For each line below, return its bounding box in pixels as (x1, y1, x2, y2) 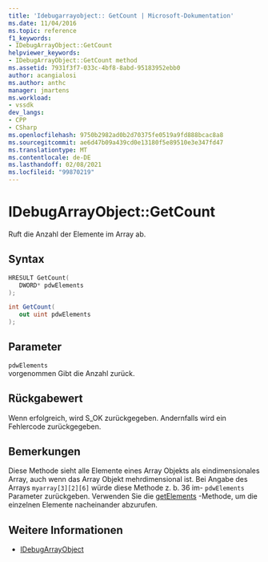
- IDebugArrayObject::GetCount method (8, 57, 138, 65)
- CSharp (8, 123, 38, 131)
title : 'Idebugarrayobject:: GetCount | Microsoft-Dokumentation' (8, 11, 234, 20)
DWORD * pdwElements (18, 281, 84, 289)
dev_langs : (8, 109, 45, 117)
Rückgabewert (8, 392, 83, 406)
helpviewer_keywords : (8, 49, 81, 57)
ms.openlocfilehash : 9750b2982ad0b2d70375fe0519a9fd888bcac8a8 (8, 131, 224, 139)
